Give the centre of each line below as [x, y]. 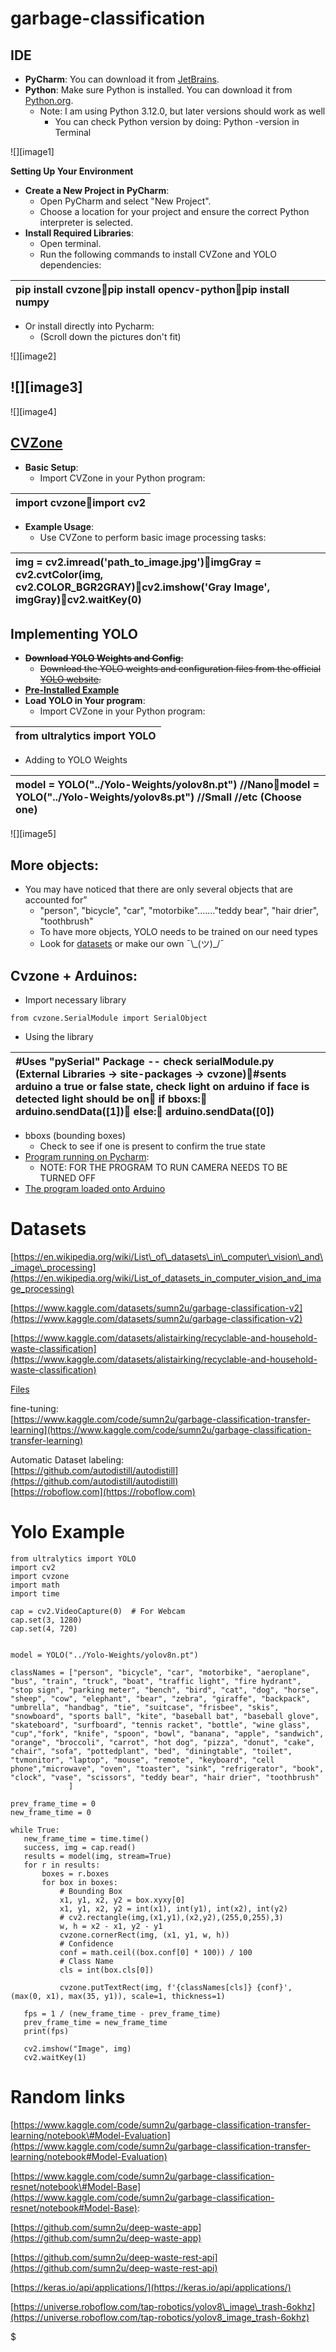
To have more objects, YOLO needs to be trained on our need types [178, 932]
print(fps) [46, 2031]
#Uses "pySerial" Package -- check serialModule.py [145, 1062]
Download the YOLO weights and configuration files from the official [180, 669]
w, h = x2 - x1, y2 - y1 [111, 1926]
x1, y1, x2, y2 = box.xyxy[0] [122, 1900]
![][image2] [33, 356]
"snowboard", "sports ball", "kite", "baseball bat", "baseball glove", [165, 1716]
